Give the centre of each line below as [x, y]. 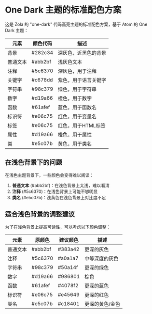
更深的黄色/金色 [102, 304]
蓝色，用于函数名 [77, 107]
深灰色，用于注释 [77, 71]
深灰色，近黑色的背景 [82, 53]
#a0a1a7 [68, 258]
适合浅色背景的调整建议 [40, 214]
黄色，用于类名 [75, 143]
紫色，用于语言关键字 [82, 80]
